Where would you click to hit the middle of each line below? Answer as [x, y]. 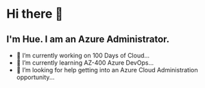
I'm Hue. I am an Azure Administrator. [88, 39]
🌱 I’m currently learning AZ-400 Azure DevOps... [85, 63]
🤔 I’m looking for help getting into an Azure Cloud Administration [107, 70]
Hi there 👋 [35, 14]
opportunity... [35, 77]
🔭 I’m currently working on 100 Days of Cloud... [83, 55]
